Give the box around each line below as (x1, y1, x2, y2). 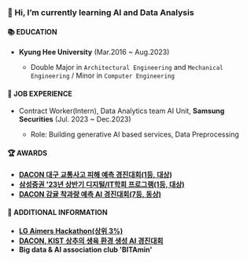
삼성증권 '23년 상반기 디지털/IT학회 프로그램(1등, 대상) (18, 180, 186, 189)
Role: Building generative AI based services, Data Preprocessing (30, 129, 239, 140)
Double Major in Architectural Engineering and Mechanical (30, 63, 223, 72)
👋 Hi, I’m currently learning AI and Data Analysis (7, 7, 194, 18)
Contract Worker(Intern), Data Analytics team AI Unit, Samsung (18, 106, 225, 116)
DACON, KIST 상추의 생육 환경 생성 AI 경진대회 (18, 235, 164, 246)
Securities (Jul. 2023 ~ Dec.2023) (18, 115, 131, 124)
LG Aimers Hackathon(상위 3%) (18, 226, 124, 235)
